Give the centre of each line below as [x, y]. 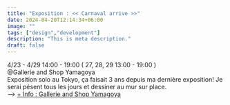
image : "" [21, 26]
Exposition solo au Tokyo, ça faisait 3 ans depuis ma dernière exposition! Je [115, 79]
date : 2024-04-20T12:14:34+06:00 [55, 20]
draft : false [26, 45]
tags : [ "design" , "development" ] [54, 33]
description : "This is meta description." [69, 39]
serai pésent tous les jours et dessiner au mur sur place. [87, 87]
